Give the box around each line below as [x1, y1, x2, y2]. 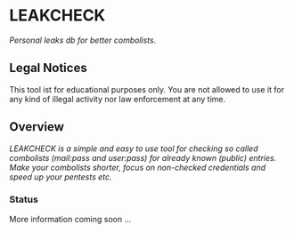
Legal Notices [9, 60, 87, 76]
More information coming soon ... [9, 213, 132, 224]
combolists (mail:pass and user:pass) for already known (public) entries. [9, 152, 277, 163]
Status [9, 193, 38, 205]
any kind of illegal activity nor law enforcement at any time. [9, 93, 226, 104]
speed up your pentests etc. [9, 171, 113, 182]
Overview [9, 119, 65, 134]
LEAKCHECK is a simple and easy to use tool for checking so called [9, 143, 258, 154]
